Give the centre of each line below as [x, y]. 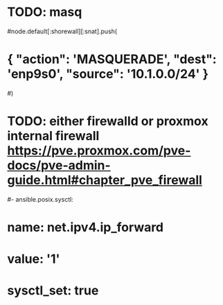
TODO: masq [45, 12]
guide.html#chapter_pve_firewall [105, 180]
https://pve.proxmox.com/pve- [99, 151]
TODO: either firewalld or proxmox [108, 121]
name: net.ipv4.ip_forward [86, 227]
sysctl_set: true [53, 291]
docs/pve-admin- [59, 165]
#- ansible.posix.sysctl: [41, 199]
